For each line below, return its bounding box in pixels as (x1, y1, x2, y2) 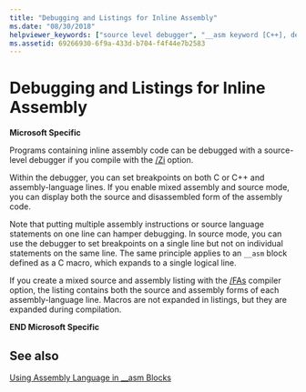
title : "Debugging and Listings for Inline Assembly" (9, 13, 219, 23)
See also (9, 347, 59, 364)
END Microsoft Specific (9, 322, 100, 333)
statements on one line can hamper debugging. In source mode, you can (9, 228, 282, 239)
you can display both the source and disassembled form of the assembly (9, 192, 283, 203)
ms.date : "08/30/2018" (9, 22, 96, 31)
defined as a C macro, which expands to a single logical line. (9, 257, 237, 268)
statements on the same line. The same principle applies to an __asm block (9, 247, 288, 259)
